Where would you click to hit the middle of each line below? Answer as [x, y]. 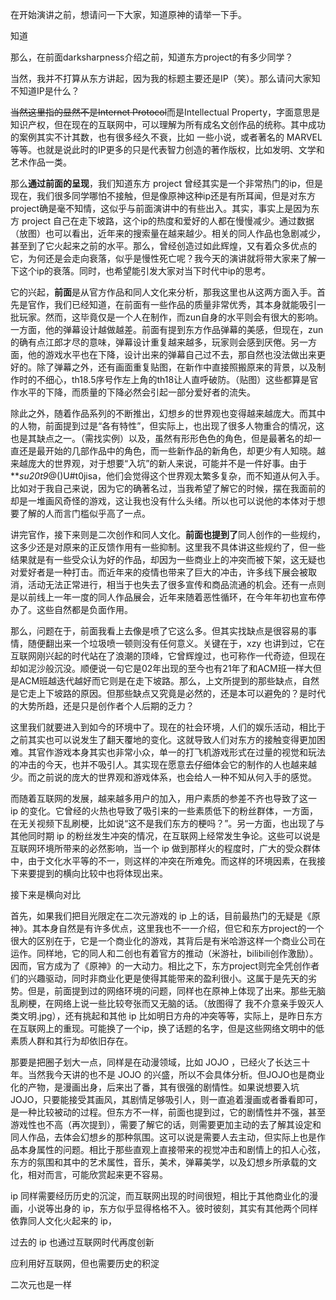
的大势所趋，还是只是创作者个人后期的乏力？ [102, 706]
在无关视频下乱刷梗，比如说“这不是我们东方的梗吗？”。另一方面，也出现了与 [167, 823]
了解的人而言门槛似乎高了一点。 [84, 513]
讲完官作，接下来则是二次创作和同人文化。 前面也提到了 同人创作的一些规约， [168, 534]
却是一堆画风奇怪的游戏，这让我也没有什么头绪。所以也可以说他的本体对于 [163, 501]
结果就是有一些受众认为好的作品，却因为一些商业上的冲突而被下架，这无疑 [163, 559]
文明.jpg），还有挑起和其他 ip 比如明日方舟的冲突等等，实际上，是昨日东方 [170, 1016]
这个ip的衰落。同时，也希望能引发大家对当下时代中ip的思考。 [144, 271]
